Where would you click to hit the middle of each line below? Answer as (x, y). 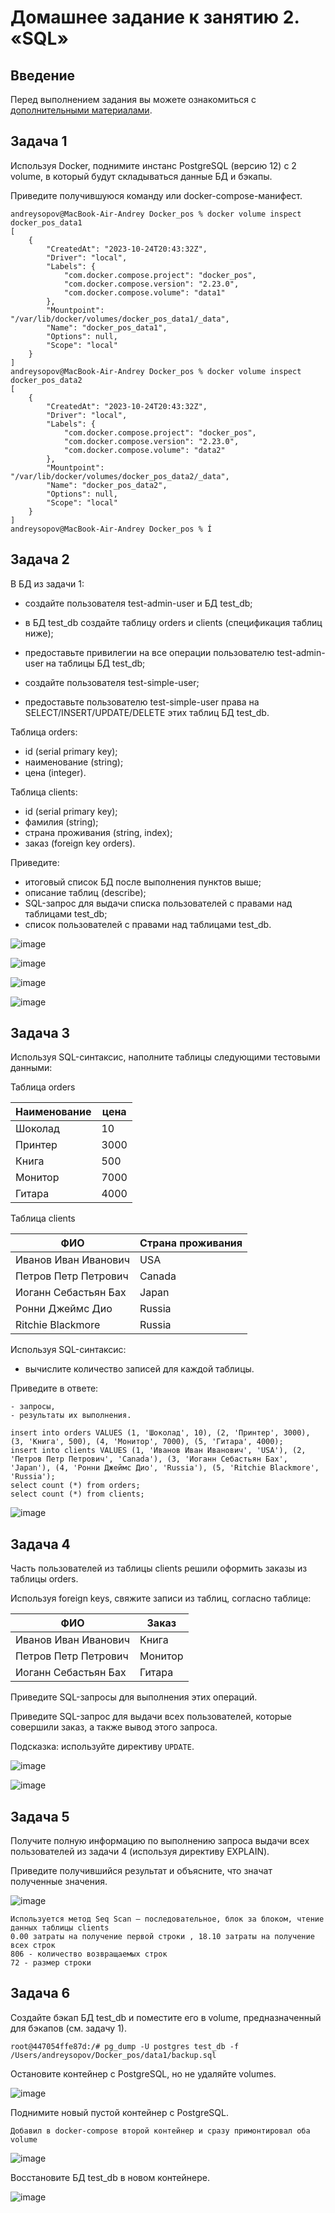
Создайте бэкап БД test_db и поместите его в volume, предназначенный (166, 2017)
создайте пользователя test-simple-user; (112, 682)
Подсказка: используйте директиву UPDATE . (102, 1747)
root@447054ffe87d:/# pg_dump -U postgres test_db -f (125, 2046)
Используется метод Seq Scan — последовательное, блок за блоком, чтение (167, 1919)
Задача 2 (40, 559)
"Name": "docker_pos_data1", (107, 327)
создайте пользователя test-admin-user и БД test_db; (138, 603)
